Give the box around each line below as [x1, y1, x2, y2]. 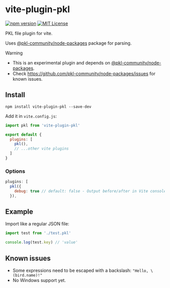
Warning [5, 50, 23, 56]
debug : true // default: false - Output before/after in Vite [14, 188, 148, 194]
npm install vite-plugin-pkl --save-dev [5, 104, 92, 109]
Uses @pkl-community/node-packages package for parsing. [5, 40, 132, 46]
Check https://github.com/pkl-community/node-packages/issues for [12, 70, 156, 77]
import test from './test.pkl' [5, 231, 71, 236]
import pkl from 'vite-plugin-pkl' [5, 123, 80, 128]
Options [5, 168, 25, 175]
